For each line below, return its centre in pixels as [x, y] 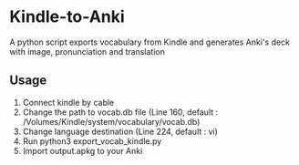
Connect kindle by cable [68, 102]
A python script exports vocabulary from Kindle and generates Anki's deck [149, 42]
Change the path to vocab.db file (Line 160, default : [120, 112]
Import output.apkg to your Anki [82, 150]
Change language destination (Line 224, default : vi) [120, 131]
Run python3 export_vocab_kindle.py [92, 141]
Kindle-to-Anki [67, 17]
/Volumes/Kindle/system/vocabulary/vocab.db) [111, 121]
